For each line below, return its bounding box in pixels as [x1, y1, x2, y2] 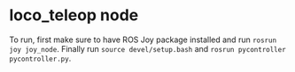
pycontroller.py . [9, 53, 72, 63]
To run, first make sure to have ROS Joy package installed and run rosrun [9, 34, 277, 45]
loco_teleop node [9, 5, 139, 25]
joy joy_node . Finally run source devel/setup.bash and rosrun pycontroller [9, 43, 286, 54]
